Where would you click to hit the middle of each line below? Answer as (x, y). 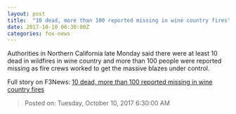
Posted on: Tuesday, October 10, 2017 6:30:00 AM (97, 103)
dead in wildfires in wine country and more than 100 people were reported (114, 61)
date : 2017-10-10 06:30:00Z (48, 27)
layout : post (26, 14)
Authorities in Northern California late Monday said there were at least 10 (112, 53)
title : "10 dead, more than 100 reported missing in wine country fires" (119, 20)
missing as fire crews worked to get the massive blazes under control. (109, 68)
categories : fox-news (39, 33)
